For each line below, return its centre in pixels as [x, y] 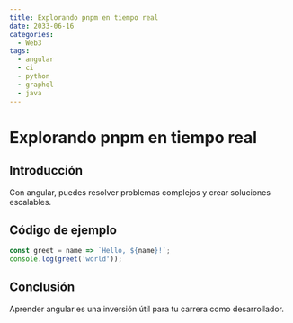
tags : [19, 51]
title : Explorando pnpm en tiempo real [84, 18]
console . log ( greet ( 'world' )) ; [66, 259]
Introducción [46, 170]
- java [30, 93]
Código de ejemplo [63, 230]
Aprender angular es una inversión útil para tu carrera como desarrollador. [147, 309]
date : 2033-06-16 [42, 26]
